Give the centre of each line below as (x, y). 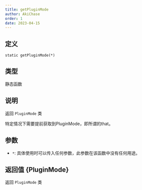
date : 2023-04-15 (23, 23)
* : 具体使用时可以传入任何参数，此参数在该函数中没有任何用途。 (76, 153)
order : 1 (14, 18)
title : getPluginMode (27, 9)
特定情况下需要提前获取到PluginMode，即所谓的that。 (59, 124)
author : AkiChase (23, 14)
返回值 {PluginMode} (37, 169)
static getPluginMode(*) (30, 55)
